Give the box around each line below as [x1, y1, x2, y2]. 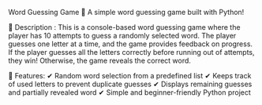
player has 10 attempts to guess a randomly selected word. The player [8, 31, 237, 40]
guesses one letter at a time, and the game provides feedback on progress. [8, 39, 253, 49]
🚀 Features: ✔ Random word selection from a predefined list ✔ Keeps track [8, 71, 252, 80]
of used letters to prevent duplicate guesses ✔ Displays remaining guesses [8, 79, 253, 89]
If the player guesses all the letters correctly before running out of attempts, [8, 48, 255, 56]
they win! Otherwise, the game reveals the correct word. [8, 56, 192, 65]
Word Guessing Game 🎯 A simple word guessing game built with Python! [8, 8, 245, 16]
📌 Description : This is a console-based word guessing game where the [8, 23, 241, 31]
